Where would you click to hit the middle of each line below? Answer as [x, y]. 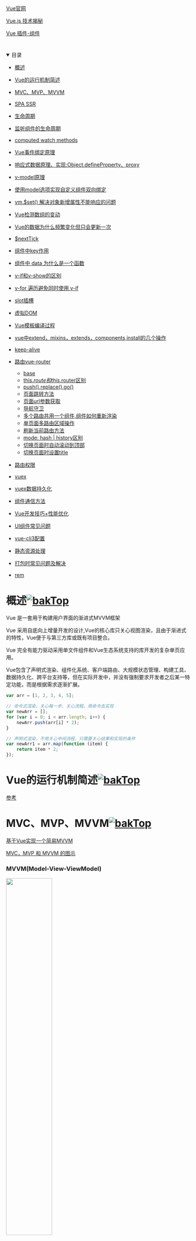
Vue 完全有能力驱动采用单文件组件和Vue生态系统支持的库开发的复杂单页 [93, 650]
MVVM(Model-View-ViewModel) [54, 869]
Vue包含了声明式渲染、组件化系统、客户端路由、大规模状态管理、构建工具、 [98, 670]
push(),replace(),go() [48, 387]
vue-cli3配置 [29, 539]
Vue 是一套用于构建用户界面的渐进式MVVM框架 [63, 618]
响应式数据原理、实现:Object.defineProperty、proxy [77, 165]
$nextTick [27, 239]
